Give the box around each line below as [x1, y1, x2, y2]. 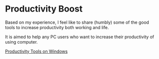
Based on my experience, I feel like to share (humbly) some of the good [5, 19, 149, 25]
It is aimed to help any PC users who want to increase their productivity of [5, 34, 155, 40]
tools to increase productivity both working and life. [5, 24, 109, 30]
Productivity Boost [5, 3, 83, 15]
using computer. [5, 39, 38, 44]
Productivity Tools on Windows [5, 48, 68, 54]
